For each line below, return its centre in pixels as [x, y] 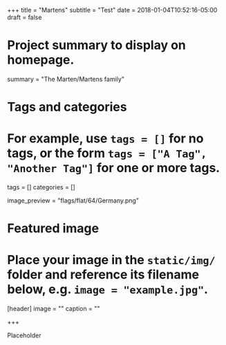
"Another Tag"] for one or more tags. [114, 168]
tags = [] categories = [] [41, 187]
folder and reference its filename [103, 275]
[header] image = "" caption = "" [54, 309]
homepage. [41, 60]
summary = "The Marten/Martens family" [66, 79]
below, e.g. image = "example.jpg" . [108, 289]
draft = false [25, 17]
